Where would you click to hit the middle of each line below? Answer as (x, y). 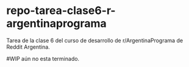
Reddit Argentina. (28, 47)
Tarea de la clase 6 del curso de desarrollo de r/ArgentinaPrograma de (95, 40)
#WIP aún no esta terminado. (43, 58)
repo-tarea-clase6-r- (61, 11)
